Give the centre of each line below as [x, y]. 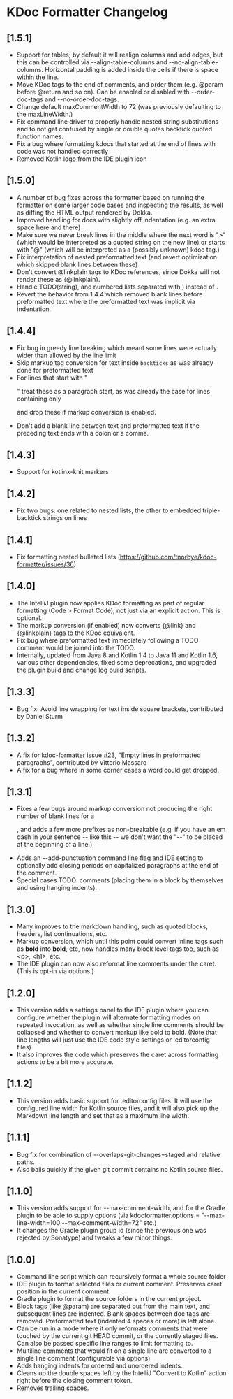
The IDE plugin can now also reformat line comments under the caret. [116, 964]
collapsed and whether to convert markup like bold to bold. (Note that [117, 1032]
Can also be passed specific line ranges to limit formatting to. [105, 1344]
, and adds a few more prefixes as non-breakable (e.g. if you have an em [121, 830]
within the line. [38, 77]
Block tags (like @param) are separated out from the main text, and [113, 1306]
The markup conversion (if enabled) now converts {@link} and [106, 625]
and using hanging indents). [57, 888]
